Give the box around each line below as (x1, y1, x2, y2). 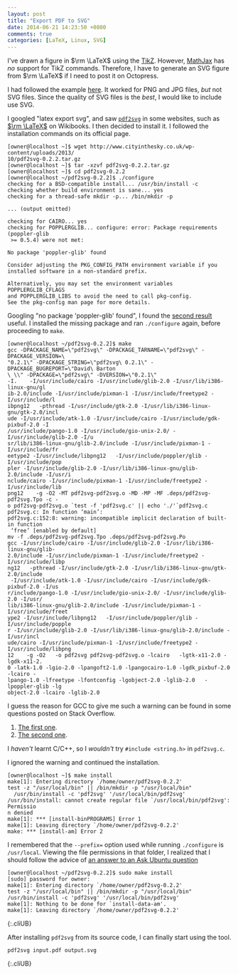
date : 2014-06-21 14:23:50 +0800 (7, 23, 107, 31)
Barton (96, 365, 116, 372)
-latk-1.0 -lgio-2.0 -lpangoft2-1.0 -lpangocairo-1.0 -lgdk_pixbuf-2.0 (13, 664, 231, 671)
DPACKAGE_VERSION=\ (7, 353, 65, 360)
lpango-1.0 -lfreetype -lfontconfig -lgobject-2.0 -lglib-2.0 (7, 677, 195, 684)
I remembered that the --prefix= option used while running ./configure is (7, 841, 224, 849)
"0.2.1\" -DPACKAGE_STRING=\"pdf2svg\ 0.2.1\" (7, 359, 148, 367)
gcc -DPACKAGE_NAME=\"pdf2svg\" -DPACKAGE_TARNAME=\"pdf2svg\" (7, 347, 199, 354)
